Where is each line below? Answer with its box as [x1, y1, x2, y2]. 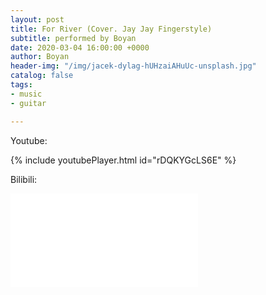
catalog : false [10, 71, 74, 81]
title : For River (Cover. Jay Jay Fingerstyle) [10, 24, 213, 34]
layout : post [10, 14, 65, 25]
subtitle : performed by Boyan [10, 33, 137, 43]
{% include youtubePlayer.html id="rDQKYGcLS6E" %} [10, 154, 237, 166]
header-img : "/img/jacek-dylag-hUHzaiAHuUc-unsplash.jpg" [10, 61, 257, 71]
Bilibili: [10, 173, 38, 185]
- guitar [10, 98, 47, 108]
